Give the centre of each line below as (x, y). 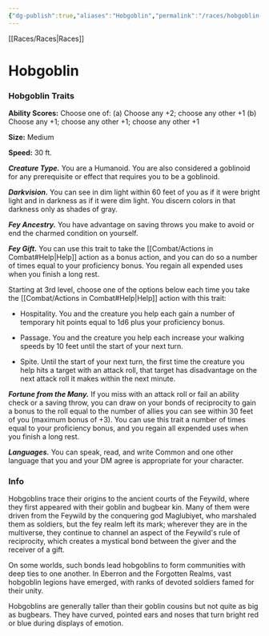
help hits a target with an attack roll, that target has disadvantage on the (139, 370)
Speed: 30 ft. (30, 153)
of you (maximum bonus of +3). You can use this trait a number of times (127, 420)
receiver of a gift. (37, 550)
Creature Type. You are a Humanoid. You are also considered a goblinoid (129, 168)
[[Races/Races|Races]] (46, 38)
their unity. (26, 591)
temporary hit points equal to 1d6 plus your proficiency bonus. (122, 322)
